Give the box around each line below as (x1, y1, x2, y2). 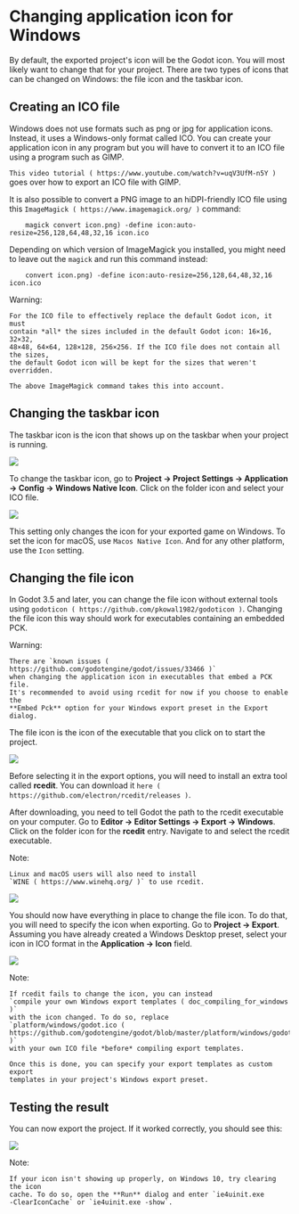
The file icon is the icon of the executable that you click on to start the (9, 727, 265, 738)
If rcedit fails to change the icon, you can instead (9, 989, 214, 999)
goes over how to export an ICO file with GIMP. (9, 176, 182, 187)
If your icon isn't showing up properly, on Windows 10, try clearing (9, 1175, 277, 1184)
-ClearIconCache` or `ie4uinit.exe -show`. (9, 1198, 174, 1207)
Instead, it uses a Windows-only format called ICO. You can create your (9, 132, 271, 144)
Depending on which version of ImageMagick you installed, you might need (9, 243, 287, 255)
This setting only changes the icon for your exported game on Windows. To (9, 526, 286, 537)
